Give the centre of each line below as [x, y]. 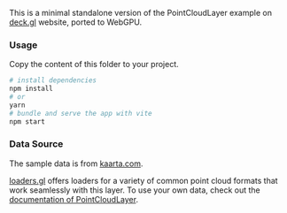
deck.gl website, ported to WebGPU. [76, 22]
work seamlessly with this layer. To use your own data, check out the [135, 190]
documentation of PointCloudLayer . [74, 199]
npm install [31, 89]
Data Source [36, 144]
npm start [27, 122]
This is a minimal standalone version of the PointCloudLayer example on [141, 13]
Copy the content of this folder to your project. [94, 65]
